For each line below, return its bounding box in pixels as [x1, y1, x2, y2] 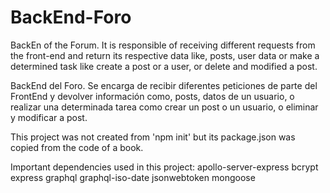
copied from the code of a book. [10, 141, 144, 153]
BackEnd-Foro [10, 6, 132, 29]
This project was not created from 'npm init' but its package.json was [10, 131, 296, 143]
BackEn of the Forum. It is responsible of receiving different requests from [10, 39, 316, 51]
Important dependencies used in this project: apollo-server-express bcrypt [10, 161, 319, 173]
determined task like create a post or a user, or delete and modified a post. [10, 60, 318, 72]
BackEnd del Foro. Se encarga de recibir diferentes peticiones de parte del [10, 79, 318, 91]
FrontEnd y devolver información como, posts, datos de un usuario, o [10, 90, 295, 102]
